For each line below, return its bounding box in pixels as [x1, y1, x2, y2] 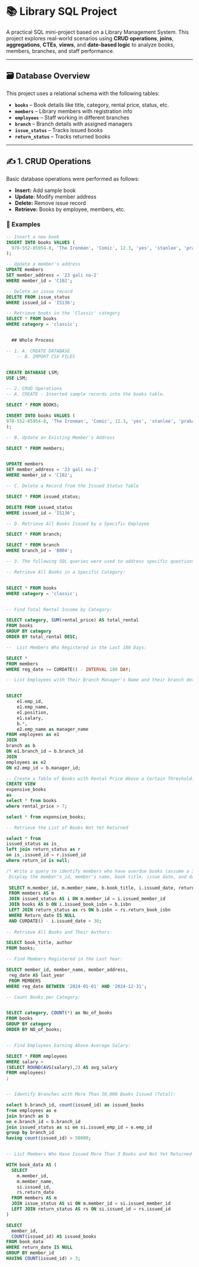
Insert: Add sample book [14, 187, 76, 194]
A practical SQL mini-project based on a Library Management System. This [6, 28, 190, 36]
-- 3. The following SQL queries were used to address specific [6, 558, 168, 565]
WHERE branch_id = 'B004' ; [6, 548, 73, 554]
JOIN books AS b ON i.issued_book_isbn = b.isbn [8, 901, 131, 907]
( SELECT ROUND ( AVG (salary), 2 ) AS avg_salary [6, 1064, 118, 1070]
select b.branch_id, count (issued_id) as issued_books [6, 1102, 145, 1108]
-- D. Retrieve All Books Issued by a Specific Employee [6, 521, 150, 527]
